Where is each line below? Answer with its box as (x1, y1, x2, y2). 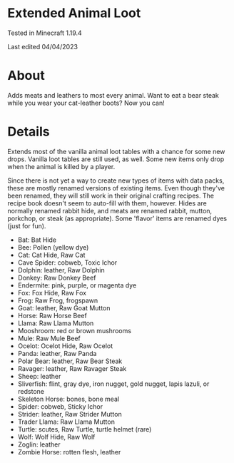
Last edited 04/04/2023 (7, 42, 78, 51)
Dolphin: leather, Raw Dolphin (17, 265, 105, 274)
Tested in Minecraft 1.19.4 (7, 29, 82, 37)
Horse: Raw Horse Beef (17, 311, 87, 320)
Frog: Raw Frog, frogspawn (17, 296, 98, 305)
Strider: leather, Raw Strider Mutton (17, 409, 123, 418)
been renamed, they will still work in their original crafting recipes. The (7, 191, 214, 200)
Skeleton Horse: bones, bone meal (17, 395, 120, 403)
